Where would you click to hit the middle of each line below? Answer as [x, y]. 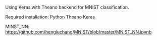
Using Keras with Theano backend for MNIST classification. [67, 7]
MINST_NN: [17, 26]
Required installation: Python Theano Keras [50, 17]
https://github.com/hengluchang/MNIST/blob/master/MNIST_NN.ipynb [78, 32]
